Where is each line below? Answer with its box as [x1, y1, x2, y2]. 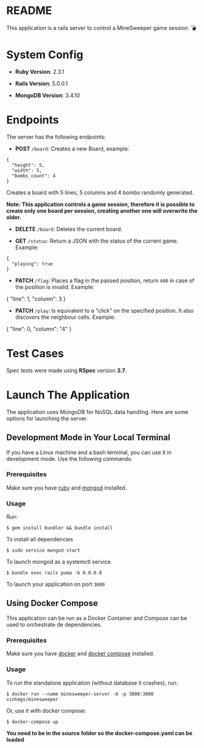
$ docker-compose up [6, 719, 59, 725]
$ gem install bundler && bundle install [6, 525, 113, 531]
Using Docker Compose [6, 598, 99, 608]
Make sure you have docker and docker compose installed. [6, 650, 155, 657]
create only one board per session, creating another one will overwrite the [6, 207, 198, 214]
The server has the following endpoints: [6, 133, 107, 140]
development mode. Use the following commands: [6, 455, 133, 462]
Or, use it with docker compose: [6, 707, 86, 714]
